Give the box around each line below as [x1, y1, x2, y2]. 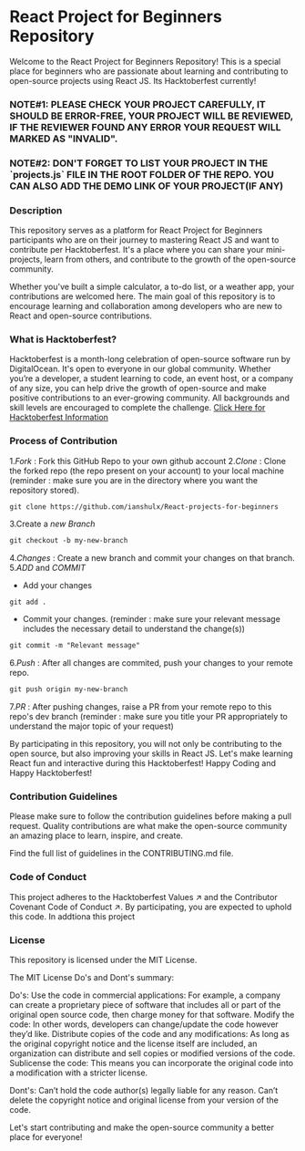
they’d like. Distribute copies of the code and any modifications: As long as [9, 1029, 290, 1040]
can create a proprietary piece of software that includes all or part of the [9, 1000, 281, 1011]
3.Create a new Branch [9, 518, 96, 529]
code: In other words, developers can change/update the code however [9, 1019, 280, 1030]
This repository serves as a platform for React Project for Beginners [9, 225, 263, 236]
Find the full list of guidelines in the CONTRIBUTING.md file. [9, 848, 234, 859]
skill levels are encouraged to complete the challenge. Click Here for [9, 402, 266, 413]
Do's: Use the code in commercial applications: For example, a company [9, 990, 280, 1001]
